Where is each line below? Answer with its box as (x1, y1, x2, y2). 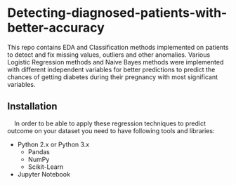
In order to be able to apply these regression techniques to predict (13, 119, 206, 128)
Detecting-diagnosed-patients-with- (7, 5, 228, 21)
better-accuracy (7, 20, 105, 36)
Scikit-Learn (27, 163, 64, 171)
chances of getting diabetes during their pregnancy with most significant (7, 72, 218, 81)
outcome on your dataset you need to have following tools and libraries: (7, 126, 215, 135)
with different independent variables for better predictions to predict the (7, 65, 216, 74)
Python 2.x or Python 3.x (17, 140, 90, 149)
